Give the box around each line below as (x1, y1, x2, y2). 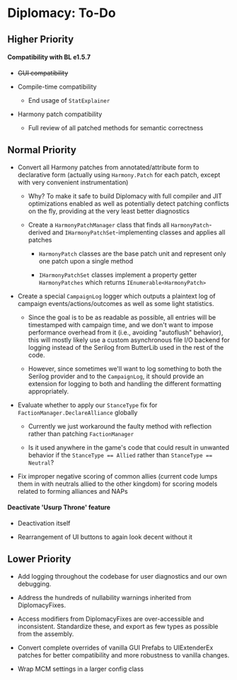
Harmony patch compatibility (17, 110, 103, 118)
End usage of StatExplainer (28, 96, 110, 104)
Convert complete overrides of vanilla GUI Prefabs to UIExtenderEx (17, 643, 214, 652)
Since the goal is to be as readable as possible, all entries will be (28, 313, 216, 322)
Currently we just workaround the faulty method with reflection (28, 421, 212, 430)
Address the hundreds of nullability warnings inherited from (17, 593, 192, 601)
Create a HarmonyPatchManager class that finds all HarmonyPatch (28, 220, 209, 229)
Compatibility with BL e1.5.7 (7, 53, 91, 62)
